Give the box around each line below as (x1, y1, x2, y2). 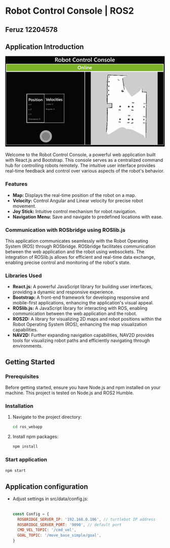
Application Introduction (5, 42, 84, 51)
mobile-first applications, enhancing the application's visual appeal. (12, 300, 154, 306)
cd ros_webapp (12, 424, 42, 430)
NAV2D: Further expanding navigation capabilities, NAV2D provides (12, 332, 154, 338)
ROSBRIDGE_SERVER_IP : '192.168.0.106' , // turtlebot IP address (17, 517, 156, 522)
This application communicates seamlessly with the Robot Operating (5, 237, 148, 244)
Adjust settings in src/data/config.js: (12, 495, 89, 502)
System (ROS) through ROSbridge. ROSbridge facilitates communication (5, 243, 156, 249)
